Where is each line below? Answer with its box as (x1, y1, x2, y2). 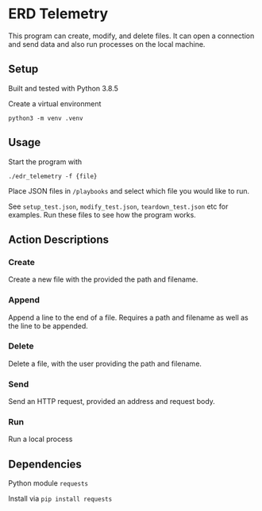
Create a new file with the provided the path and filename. (8, 275, 198, 284)
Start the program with (8, 156, 83, 167)
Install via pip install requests (8, 494, 113, 504)
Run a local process (8, 434, 73, 444)
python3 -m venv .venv (8, 114, 83, 122)
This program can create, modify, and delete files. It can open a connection (8, 31, 255, 40)
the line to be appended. (8, 321, 89, 330)
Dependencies (8, 457, 82, 471)
